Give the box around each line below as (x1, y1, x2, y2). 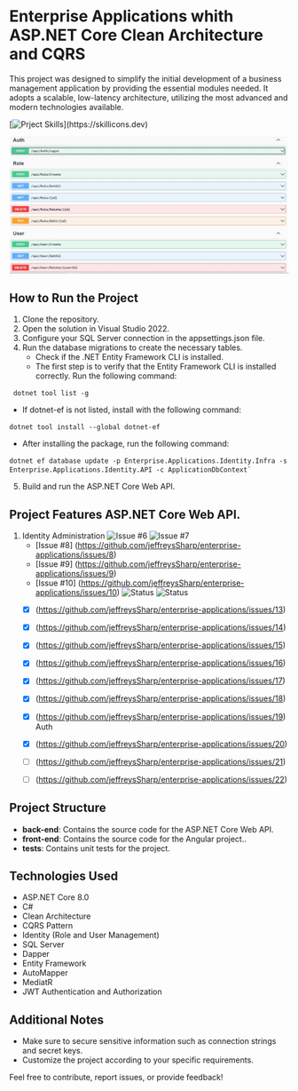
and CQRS (9, 44, 86, 64)
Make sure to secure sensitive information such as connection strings (21, 1036, 277, 1047)
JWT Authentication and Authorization (21, 986, 162, 997)
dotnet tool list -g (12, 389, 90, 398)
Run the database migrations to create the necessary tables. (21, 342, 243, 353)
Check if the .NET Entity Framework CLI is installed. (35, 352, 224, 362)
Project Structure (9, 800, 106, 816)
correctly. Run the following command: (35, 370, 177, 381)
